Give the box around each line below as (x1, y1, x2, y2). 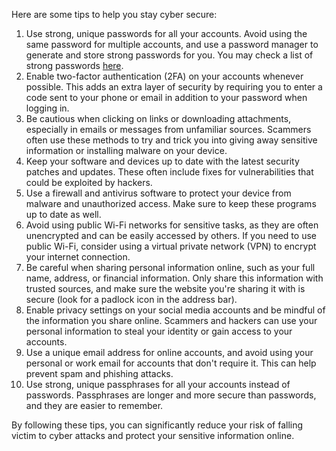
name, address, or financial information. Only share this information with (25, 272, 324, 284)
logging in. (25, 102, 70, 114)
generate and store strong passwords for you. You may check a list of (25, 49, 314, 61)
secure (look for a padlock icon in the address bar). (25, 294, 238, 305)
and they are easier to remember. (25, 400, 164, 411)
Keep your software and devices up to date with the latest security (25, 155, 300, 167)
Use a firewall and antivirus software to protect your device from (25, 187, 292, 199)
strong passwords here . (25, 60, 124, 71)
